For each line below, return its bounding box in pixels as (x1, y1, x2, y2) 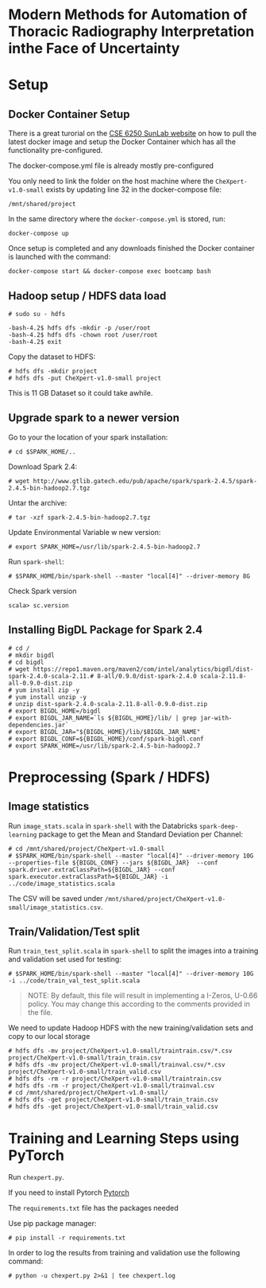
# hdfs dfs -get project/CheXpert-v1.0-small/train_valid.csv (8, 1103, 218, 1111)
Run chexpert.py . (8, 1173, 65, 1182)
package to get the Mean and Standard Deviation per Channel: (38, 829, 244, 839)
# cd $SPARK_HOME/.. (8, 447, 77, 455)
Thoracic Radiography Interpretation (8, 22, 255, 41)
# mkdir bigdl (8, 651, 56, 659)
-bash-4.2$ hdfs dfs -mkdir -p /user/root (8, 324, 151, 332)
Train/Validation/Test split (8, 925, 141, 939)
